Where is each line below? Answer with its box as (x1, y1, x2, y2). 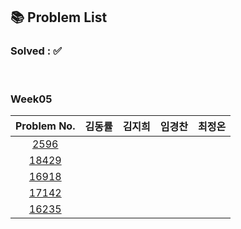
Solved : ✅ (10, 44, 62, 58)
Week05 (10, 92, 53, 106)
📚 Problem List (10, 9, 108, 26)
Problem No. (15, 119, 76, 133)
